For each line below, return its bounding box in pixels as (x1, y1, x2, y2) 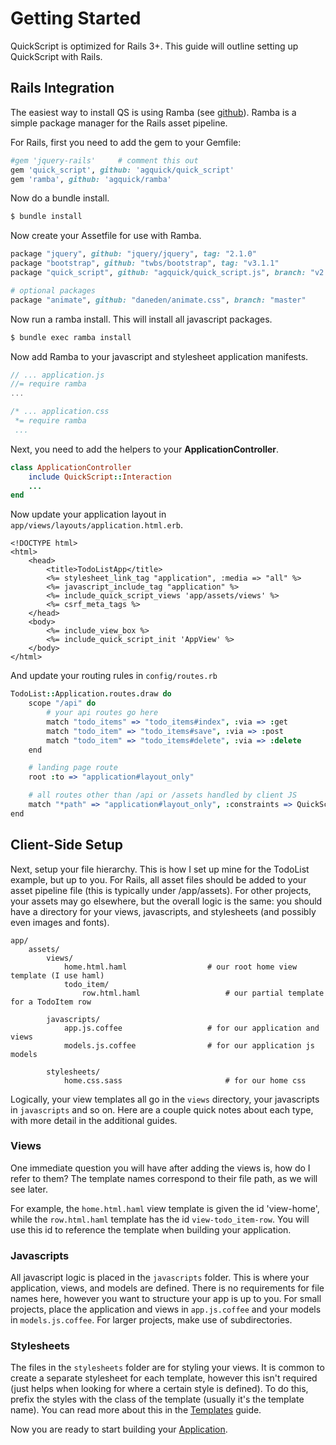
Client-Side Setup (10, 837, 124, 854)
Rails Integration (10, 80, 115, 97)
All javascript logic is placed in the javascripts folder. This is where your (10, 1272, 310, 1284)
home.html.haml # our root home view (63, 962, 298, 972)
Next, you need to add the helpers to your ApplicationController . (10, 443, 280, 455)
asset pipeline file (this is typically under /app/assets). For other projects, (10, 884, 312, 896)
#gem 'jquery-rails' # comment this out (10, 155, 199, 166)
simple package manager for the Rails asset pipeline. (10, 117, 228, 129)
